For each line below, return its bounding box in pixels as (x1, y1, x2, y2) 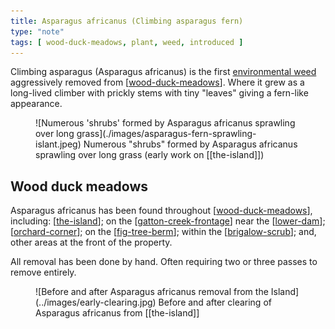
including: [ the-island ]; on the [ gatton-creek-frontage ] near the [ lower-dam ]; (10, 215, 326, 227)
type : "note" (10, 26, 65, 37)
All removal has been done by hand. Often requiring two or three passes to (10, 256, 318, 268)
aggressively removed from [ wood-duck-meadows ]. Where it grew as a (10, 76, 305, 89)
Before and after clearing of (158, 296, 272, 309)
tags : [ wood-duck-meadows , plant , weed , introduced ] (10, 37, 244, 47)
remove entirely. (10, 266, 77, 279)
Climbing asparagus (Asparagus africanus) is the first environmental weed (10, 66, 317, 78)
